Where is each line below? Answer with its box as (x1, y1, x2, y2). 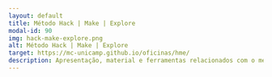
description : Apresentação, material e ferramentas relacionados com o (8, 57, 255, 65)
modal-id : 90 (8, 26, 53, 34)
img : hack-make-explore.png (8, 34, 104, 43)
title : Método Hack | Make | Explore (8, 19, 136, 27)
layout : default (8, 11, 63, 20)
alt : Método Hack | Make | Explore (8, 42, 129, 50)
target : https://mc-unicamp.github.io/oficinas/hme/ (8, 49, 190, 57)
